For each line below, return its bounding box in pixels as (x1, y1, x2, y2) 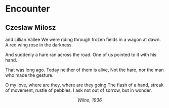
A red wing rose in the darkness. (5, 42, 73, 48)
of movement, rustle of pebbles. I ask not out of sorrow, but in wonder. (5, 87, 152, 93)
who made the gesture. (5, 72, 54, 78)
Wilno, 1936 (77, 97, 102, 103)
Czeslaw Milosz (5, 23, 56, 32)
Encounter (5, 3, 51, 15)
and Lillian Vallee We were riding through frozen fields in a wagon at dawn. (5, 36, 161, 42)
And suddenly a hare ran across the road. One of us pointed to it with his (5, 51, 157, 58)
